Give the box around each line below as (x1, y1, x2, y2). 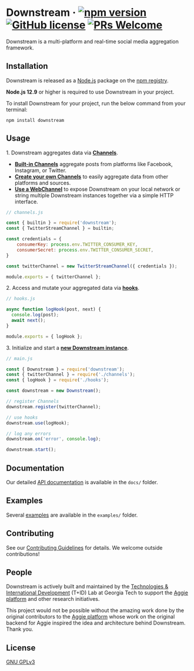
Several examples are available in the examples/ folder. (6, 511, 138, 518)
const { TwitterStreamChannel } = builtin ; (6, 226, 115, 232)
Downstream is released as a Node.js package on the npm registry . (6, 77, 169, 84)
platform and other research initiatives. (6, 596, 100, 603)
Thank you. (6, 626, 34, 633)
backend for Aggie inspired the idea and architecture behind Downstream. (6, 619, 186, 627)
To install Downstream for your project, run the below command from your (6, 100, 186, 107)
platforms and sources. (14, 179, 71, 186)
